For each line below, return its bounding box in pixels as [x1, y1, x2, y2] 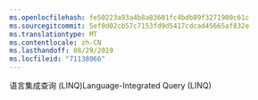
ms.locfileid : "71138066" [9, 54, 105, 63]
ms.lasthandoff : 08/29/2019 [9, 46, 114, 55]
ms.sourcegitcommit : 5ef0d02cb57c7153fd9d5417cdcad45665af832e [9, 21, 250, 30]
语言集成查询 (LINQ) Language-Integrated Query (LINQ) [9, 80, 212, 90]
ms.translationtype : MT [9, 29, 98, 38]
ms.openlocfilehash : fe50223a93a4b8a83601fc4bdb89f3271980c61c [9, 12, 250, 22]
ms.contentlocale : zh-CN [9, 37, 102, 47]
